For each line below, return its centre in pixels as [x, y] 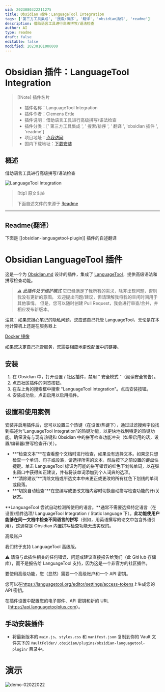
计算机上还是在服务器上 [33, 326]
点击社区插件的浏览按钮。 [38, 383]
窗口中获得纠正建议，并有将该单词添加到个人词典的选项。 [75, 472]
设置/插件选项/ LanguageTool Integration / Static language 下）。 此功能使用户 [82, 513]
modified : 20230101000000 [31, 46]
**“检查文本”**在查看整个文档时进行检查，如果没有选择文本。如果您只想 [85, 453]
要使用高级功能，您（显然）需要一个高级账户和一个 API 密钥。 [68, 573]
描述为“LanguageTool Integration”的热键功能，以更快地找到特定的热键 [80, 431]
